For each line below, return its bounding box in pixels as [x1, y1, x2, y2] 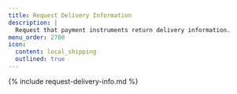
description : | [8, 19, 58, 27]
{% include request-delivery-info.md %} [8, 76, 139, 86]
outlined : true [15, 56, 65, 63]
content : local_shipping [15, 48, 97, 56]
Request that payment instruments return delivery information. [15, 26, 231, 34]
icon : [8, 41, 26, 49]
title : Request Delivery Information [8, 11, 132, 20]
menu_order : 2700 [8, 33, 65, 42]
